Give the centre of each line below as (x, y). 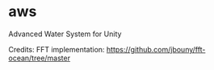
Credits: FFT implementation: (57, 49)
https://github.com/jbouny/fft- (156, 49)
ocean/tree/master (40, 58)
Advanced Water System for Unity (65, 34)
